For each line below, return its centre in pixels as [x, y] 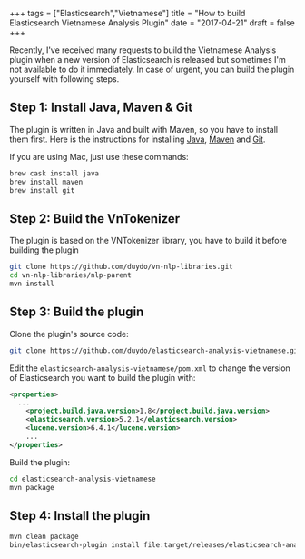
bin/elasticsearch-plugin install [75, 545]
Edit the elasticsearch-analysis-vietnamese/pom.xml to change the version [150, 368]
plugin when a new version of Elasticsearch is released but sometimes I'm [148, 60]
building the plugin [44, 250]
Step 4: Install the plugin [80, 516]
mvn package [32, 487]
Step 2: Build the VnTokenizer [95, 219]
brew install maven [46, 182]
